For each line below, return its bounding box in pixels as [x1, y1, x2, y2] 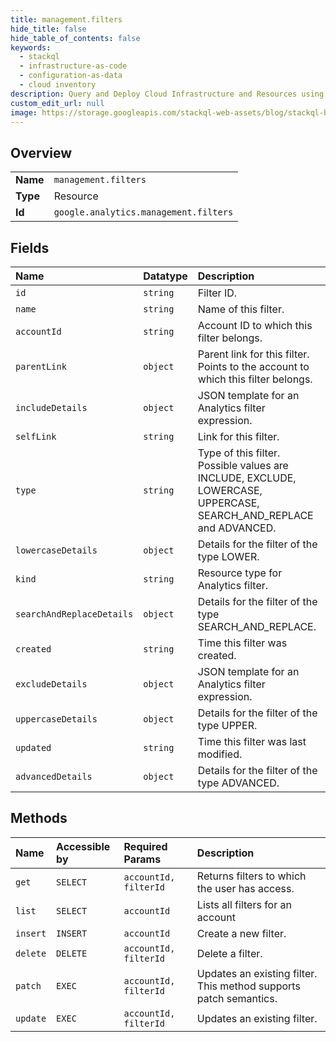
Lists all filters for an [196, 897, 292, 911]
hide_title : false [10, 24, 87, 34]
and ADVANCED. [197, 521, 277, 535]
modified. [197, 747, 243, 761]
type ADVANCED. [197, 776, 280, 790]
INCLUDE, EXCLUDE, [197, 471, 297, 485]
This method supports [196, 979, 301, 993]
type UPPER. [197, 719, 258, 732]
